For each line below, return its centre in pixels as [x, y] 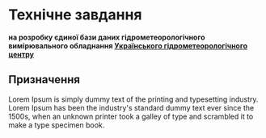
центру [21, 54]
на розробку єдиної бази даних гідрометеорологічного [107, 37]
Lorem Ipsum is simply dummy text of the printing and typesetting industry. [133, 99]
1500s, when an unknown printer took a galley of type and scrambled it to [131, 116]
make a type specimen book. [57, 125]
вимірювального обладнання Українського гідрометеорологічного [128, 45]
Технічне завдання [76, 15]
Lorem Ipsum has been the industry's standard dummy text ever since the [131, 107]
